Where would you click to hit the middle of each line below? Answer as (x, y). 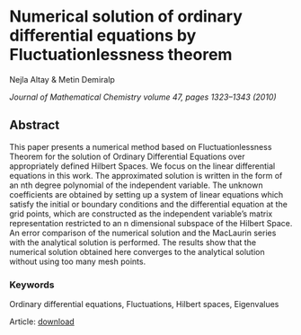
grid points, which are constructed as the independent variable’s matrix (141, 214)
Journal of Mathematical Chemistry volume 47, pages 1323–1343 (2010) (143, 97)
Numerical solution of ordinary (126, 17)
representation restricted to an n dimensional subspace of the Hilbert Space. (151, 223)
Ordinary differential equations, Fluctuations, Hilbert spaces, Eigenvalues (144, 304)
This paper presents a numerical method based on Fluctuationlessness (141, 146)
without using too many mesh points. (78, 261)
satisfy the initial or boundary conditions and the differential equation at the (148, 204)
